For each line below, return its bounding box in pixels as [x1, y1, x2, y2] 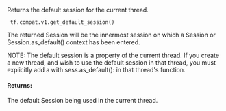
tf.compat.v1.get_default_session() [10, 19, 115, 26]
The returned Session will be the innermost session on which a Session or [7, 31, 216, 39]
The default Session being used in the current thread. [7, 97, 158, 105]
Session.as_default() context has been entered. [7, 38, 140, 46]
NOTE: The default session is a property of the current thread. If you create [7, 51, 220, 59]
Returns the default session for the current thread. [7, 6, 149, 14]
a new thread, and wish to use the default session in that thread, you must [7, 59, 216, 67]
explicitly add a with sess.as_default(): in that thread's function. [7, 66, 186, 74]
